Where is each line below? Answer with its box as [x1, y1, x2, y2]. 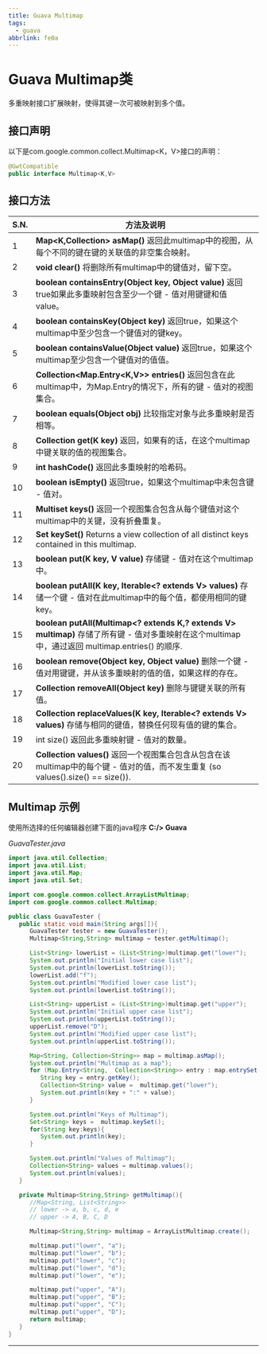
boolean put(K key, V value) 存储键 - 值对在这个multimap [35, 553, 253, 564]
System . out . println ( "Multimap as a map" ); [29, 1059, 172, 1067]
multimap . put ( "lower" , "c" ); [29, 1256, 126, 1265]
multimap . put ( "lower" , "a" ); [29, 1242, 126, 1250]
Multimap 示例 [8, 800, 80, 814]
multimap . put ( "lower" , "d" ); [29, 1264, 126, 1272]
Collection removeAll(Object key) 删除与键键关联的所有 [35, 682, 246, 693]
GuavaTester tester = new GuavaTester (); [29, 928, 169, 936]
